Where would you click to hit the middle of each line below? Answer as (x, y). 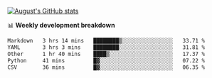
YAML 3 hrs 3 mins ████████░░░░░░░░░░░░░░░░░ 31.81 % (106, 47)
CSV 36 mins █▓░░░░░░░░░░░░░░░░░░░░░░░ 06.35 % (106, 67)
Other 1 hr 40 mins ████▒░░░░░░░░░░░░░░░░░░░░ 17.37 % (106, 54)
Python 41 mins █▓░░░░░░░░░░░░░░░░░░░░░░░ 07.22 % (106, 60)
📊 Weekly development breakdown (61, 25)
